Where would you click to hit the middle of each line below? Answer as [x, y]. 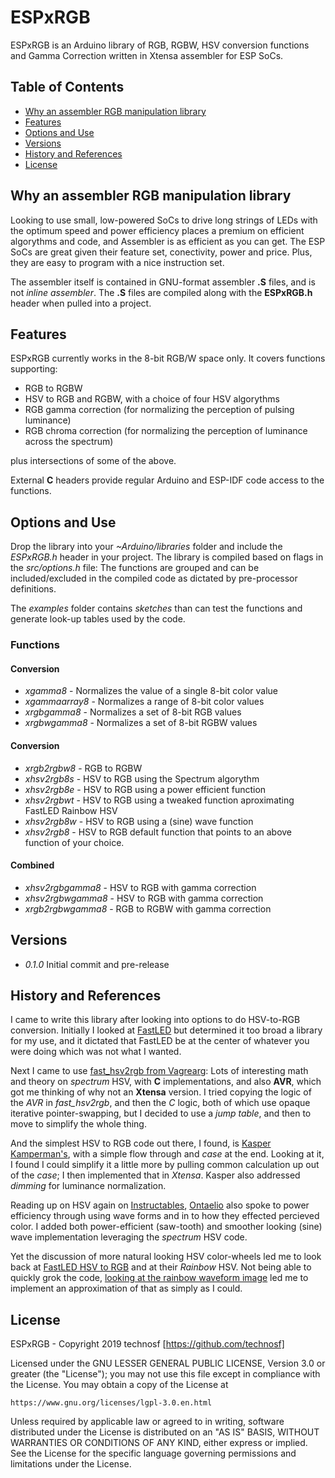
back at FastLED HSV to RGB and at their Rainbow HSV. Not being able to [161, 1267]
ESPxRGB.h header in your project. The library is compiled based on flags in [167, 557]
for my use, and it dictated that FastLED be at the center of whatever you [160, 1041]
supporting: [34, 369]
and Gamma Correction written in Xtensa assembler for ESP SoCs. [147, 55]
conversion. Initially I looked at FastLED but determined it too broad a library [166, 1030]
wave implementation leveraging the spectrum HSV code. [129, 1237]
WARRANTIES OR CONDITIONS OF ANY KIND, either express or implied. [159, 1443]
